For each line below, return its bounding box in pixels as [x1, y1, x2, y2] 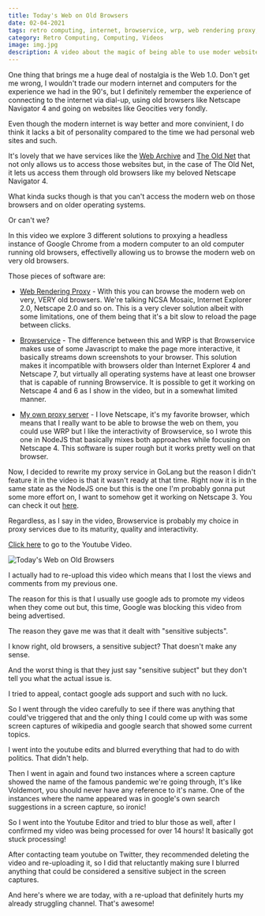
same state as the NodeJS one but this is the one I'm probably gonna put [8, 484, 246, 493]
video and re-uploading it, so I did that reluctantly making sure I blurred [8, 858, 240, 867]
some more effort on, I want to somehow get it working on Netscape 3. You [8, 492, 252, 502]
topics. [8, 729, 31, 739]
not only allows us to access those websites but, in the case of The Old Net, [8, 160, 255, 168]
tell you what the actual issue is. [8, 674, 112, 683]
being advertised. [8, 611, 65, 620]
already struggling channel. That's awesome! [8, 899, 155, 908]
